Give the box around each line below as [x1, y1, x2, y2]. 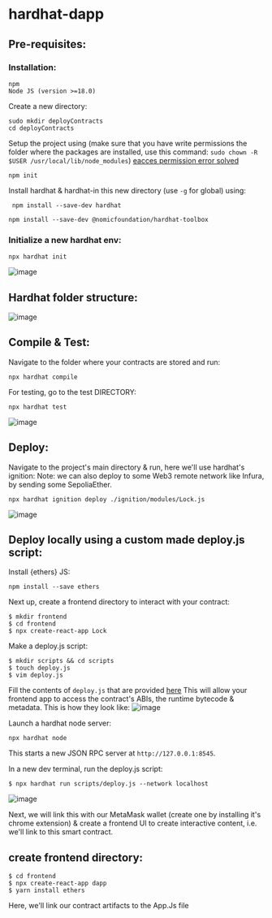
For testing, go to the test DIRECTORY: [8, 387, 136, 396]
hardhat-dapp [8, 5, 104, 24]
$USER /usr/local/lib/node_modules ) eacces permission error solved [8, 155, 240, 165]
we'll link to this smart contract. [8, 827, 114, 837]
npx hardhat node [8, 734, 67, 743]
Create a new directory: [8, 101, 88, 110]
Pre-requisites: [8, 37, 87, 51]
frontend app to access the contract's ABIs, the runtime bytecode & [8, 694, 235, 704]
